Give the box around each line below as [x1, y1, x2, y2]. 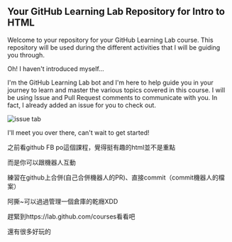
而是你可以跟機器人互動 [7, 158, 76, 166]
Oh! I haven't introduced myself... [7, 64, 104, 73]
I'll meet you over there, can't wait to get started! [7, 128, 150, 137]
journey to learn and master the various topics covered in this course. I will [7, 85, 226, 94]
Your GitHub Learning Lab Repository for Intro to [7, 6, 226, 18]
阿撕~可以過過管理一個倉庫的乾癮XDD [7, 197, 118, 205]
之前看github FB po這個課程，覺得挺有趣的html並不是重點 [7, 143, 176, 151]
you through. [7, 50, 45, 59]
